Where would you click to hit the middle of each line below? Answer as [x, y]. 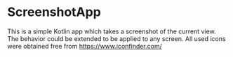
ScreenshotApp [54, 12]
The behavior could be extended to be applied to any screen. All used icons [116, 38]
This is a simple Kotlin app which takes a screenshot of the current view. [112, 31]
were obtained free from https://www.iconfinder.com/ [85, 46]
